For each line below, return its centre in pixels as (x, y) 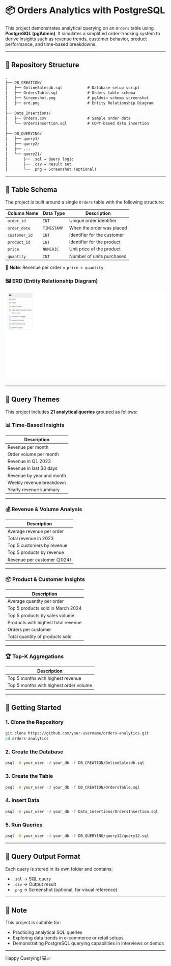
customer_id (20, 235)
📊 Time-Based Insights (35, 425)
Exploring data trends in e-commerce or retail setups (68, 938)
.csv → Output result (34, 884)
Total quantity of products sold (39, 637)
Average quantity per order (36, 601)
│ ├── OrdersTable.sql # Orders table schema (70, 93)
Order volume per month (33, 454)
